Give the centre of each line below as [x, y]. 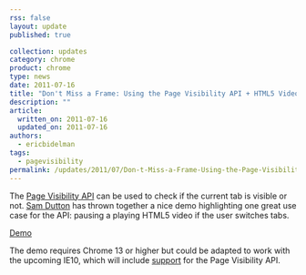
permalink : [30, 169]
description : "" [40, 102]
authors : [26, 136]
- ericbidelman [46, 145]
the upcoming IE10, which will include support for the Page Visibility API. [145, 260]
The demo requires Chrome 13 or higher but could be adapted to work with [150, 250]
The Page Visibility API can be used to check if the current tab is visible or [148, 196]
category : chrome [42, 60]
